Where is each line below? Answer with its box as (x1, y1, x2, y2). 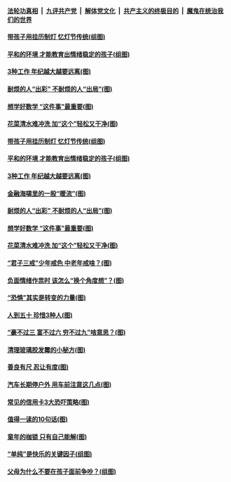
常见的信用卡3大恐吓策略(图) (7, 398, 90, 406)
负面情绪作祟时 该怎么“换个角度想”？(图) (7, 276, 125, 285)
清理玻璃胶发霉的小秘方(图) (7, 345, 86, 354)
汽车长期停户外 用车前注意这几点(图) (7, 380, 112, 389)
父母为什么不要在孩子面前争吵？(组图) (7, 467, 117, 476)
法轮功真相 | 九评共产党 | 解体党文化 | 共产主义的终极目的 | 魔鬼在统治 (7, 6, 218, 15)
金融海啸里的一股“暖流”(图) (7, 189, 86, 197)
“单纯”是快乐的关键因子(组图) (7, 450, 92, 458)
